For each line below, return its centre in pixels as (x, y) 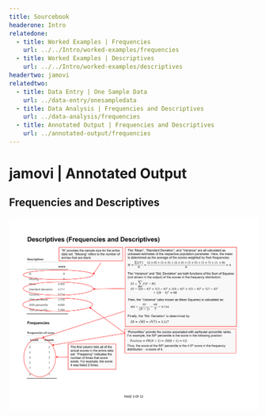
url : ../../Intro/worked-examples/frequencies (101, 50)
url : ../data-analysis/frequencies (82, 117)
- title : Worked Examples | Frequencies (83, 42)
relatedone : (28, 33)
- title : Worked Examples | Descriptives (85, 59)
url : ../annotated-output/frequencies (87, 134)
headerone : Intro (38, 25)
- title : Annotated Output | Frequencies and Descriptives (115, 125)
